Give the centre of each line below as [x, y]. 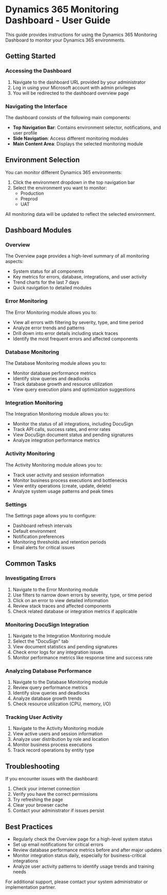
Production [32, 193]
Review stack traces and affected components [62, 606]
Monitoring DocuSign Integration [47, 624]
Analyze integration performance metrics [56, 440]
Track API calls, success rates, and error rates [61, 430]
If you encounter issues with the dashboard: [52, 779]
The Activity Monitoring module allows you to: [54, 465]
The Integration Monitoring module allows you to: [57, 414]
